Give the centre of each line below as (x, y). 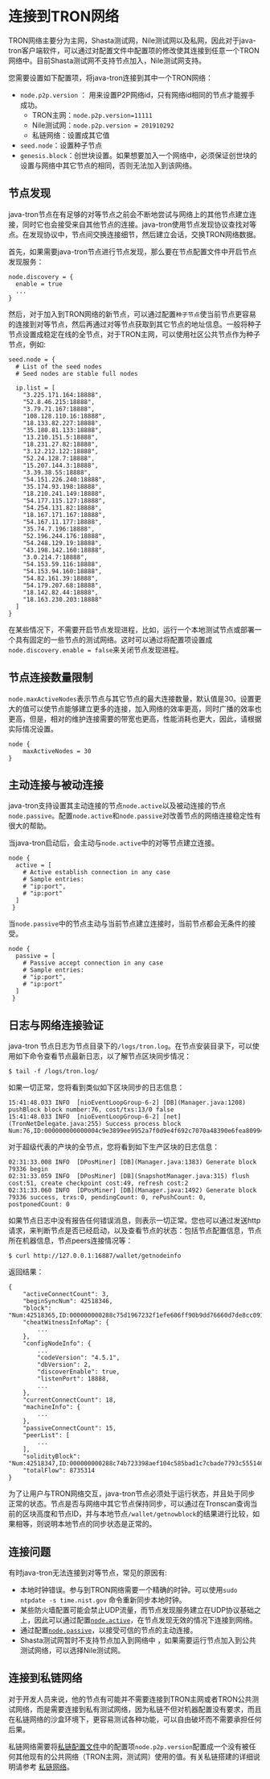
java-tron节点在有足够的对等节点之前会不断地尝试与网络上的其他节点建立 (129, 214)
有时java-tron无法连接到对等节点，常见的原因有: (88, 1573)
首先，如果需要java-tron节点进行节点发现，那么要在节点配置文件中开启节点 (133, 252)
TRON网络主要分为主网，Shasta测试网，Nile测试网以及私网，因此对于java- (132, 40)
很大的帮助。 (29, 826)
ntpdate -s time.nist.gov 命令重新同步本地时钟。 (103, 1600)
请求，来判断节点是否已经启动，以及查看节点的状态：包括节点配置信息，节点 (135, 1231)
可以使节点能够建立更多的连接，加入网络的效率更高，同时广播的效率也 (145, 708)
